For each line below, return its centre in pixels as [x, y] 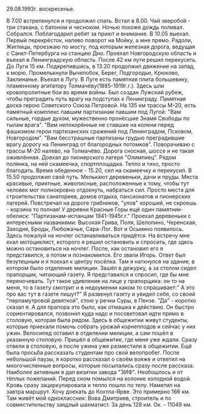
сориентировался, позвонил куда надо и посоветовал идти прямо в [95, 314]
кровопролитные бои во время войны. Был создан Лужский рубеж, [95, 92]
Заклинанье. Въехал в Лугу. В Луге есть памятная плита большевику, [98, 79]
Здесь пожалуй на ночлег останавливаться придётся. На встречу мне [98, 235]
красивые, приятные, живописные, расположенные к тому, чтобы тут [98, 183]
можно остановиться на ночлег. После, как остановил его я [85, 248]
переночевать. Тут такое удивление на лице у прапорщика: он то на [96, 281]
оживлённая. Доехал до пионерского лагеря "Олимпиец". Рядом [91, 157]
